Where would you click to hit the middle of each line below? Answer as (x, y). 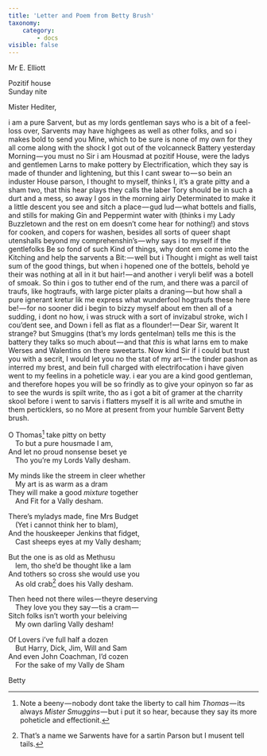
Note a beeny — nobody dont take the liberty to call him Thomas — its (132, 704)
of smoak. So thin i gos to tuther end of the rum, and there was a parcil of (128, 283)
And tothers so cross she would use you (74, 574)
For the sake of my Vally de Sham (70, 665)
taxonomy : (25, 23)
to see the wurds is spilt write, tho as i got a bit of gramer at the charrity (126, 393)
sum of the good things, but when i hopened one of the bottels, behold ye (129, 266)
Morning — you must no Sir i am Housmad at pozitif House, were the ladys (129, 157)
